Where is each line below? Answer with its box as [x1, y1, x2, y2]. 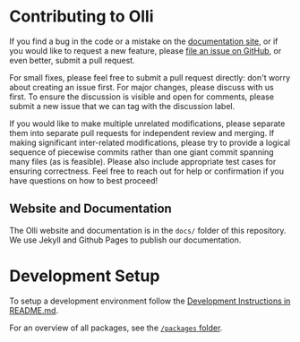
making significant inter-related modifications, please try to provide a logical [9, 137, 291, 148]
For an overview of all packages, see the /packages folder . [9, 322, 223, 333]
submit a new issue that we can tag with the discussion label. [9, 100, 236, 111]
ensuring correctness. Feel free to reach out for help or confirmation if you [9, 166, 285, 176]
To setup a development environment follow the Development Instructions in [9, 295, 291, 306]
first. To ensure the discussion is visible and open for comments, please [9, 91, 275, 102]
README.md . [9, 304, 59, 315]
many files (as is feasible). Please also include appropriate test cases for [9, 156, 277, 167]
